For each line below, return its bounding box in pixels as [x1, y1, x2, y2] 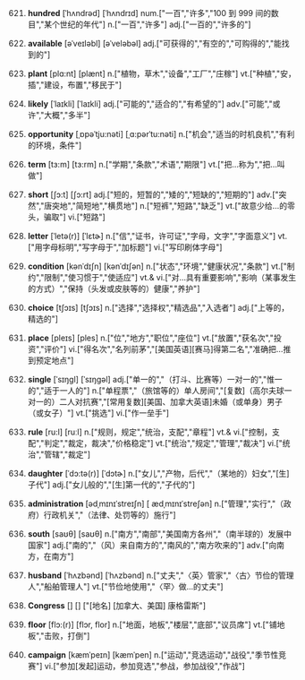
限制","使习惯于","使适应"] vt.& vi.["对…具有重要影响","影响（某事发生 [44, 272, 297, 282]
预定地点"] [35, 355, 74, 366]
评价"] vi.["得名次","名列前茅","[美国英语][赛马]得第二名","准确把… [44, 344, 284, 354]
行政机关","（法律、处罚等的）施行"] [43, 510, 177, 520]
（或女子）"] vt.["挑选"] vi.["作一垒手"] [27, 408, 169, 418]
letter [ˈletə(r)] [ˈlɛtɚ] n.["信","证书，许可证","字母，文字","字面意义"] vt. [27, 231, 288, 241]
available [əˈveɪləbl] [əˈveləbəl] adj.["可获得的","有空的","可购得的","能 [27, 39, 283, 48]
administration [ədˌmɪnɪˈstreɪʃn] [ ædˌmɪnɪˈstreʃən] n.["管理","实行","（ [27, 498, 284, 509]
